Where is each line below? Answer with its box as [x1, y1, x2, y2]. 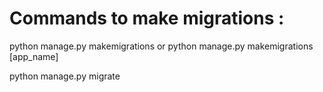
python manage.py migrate [9, 70, 121, 82]
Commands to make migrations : [9, 7, 285, 30]
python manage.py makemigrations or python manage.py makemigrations [9, 40, 314, 52]
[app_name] [9, 50, 59, 62]
